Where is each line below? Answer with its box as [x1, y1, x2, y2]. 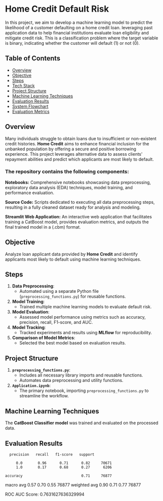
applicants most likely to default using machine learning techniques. [5, 256, 142, 262]
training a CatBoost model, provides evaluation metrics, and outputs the [5, 219, 149, 225]
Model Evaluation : [12, 309, 50, 315]
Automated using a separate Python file [19, 288, 99, 294]
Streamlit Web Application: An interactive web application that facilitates [5, 214, 152, 219]
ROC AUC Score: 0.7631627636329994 [5, 491, 85, 497]
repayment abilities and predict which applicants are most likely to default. [5, 156, 154, 162]
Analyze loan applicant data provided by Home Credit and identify [5, 251, 138, 257]
